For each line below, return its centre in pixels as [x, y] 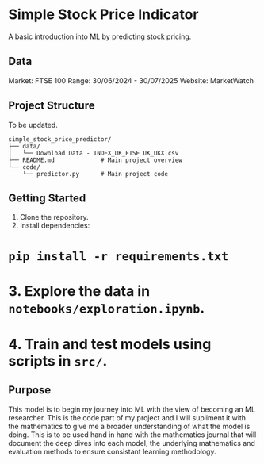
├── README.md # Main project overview [95, 160]
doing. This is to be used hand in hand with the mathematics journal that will [132, 435]
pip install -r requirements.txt [119, 256]
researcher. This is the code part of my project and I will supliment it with [127, 417]
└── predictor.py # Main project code [96, 174]
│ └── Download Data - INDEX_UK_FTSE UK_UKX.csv [94, 153]
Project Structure [52, 106]
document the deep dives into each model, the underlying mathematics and [132, 443]
